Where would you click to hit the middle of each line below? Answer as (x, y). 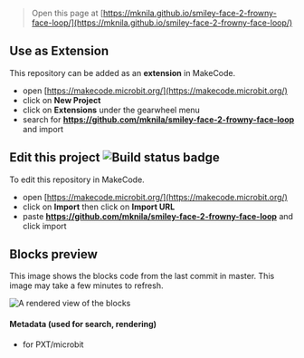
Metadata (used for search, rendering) (83, 324)
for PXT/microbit (53, 344)
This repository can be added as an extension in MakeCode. (123, 73)
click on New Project (62, 100)
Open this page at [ (67, 13)
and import (43, 129)
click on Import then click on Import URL (99, 207)
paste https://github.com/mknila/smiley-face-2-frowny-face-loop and (158, 216)
